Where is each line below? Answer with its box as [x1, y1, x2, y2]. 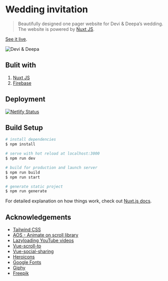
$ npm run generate [5, 189, 47, 194]
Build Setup [5, 123, 43, 132]
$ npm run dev [5, 156, 36, 161]
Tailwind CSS [12, 227, 41, 233]
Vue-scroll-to [12, 243, 42, 249]
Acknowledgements [5, 213, 71, 221]
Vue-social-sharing [12, 248, 54, 255]
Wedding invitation [5, 4, 88, 15]
